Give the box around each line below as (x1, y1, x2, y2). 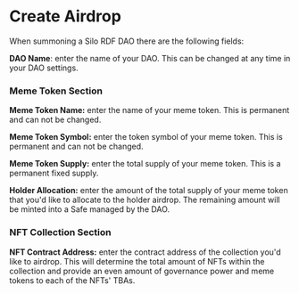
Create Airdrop (9, 6, 122, 27)
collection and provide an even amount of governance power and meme (9, 265, 275, 276)
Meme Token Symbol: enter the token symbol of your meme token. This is (9, 132, 283, 142)
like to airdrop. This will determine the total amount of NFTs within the (9, 256, 265, 266)
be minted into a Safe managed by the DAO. (9, 204, 170, 215)
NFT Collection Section (9, 226, 112, 239)
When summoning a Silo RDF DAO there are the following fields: (9, 36, 245, 46)
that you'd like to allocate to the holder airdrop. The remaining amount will (9, 194, 280, 206)
